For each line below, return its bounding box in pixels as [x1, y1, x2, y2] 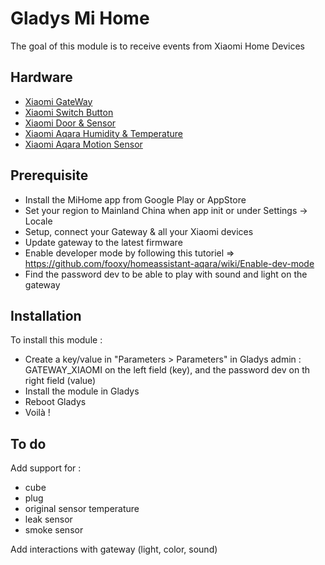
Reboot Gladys [24, 396, 87, 408]
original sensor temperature [24, 503, 140, 515]
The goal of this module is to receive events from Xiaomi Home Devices [10, 40, 306, 52]
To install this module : [10, 334, 103, 346]
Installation [10, 307, 82, 324]
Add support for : [10, 462, 82, 474]
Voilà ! [24, 407, 51, 419]
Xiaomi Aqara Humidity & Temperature [24, 127, 183, 139]
